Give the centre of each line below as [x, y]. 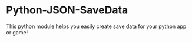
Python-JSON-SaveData [67, 10]
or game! [17, 32]
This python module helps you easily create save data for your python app [96, 26]
